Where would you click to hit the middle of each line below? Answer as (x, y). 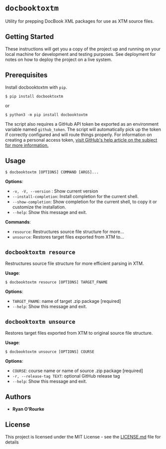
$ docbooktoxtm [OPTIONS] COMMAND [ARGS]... (52, 172)
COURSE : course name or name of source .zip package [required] (78, 371)
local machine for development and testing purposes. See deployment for (81, 54)
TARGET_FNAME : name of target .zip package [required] (67, 301)
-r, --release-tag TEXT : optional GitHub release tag (66, 376)
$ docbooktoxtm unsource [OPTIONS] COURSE (50, 352)
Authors (18, 397)
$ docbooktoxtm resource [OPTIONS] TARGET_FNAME (56, 282)
